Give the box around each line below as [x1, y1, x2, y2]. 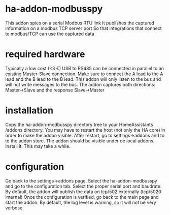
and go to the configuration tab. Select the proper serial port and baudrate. [5, 183, 162, 189]
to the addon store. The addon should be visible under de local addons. [5, 138, 155, 144]
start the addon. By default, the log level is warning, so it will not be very [5, 199, 156, 205]
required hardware [5, 49, 85, 60]
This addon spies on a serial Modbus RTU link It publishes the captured [5, 20, 155, 26]
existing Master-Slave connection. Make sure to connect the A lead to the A [5, 71, 163, 77]
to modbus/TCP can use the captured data [5, 30, 95, 37]
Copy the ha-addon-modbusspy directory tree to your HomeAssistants [5, 121, 153, 128]
